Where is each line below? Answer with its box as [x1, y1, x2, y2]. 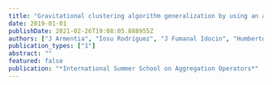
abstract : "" [8, 49, 53, 57]
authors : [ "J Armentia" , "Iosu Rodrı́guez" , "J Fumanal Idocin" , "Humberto [8, 34, 266, 43]
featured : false [8, 57, 63, 66]
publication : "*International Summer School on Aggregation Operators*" [8, 65, 259, 73]
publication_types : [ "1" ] [8, 42, 96, 50]
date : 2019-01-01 [8, 19, 67, 28]
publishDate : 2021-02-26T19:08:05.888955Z [8, 27, 154, 35]
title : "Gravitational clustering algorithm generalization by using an [8, 11, 259, 20]
